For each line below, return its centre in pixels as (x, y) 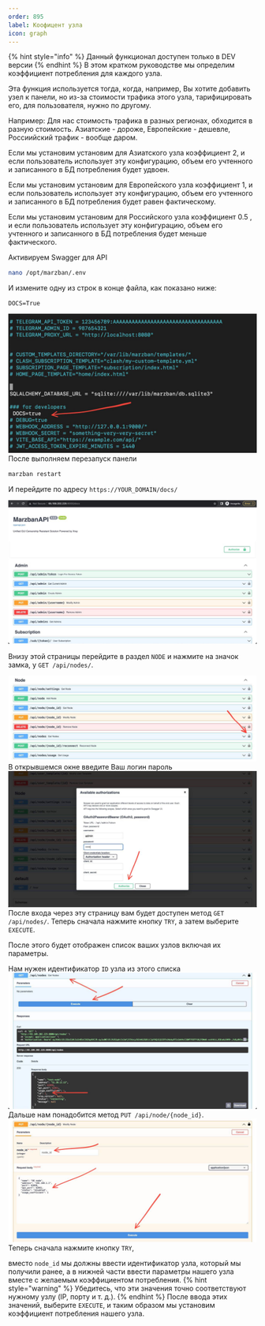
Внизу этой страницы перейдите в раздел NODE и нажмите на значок (123, 656)
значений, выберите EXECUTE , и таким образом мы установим (112, 1305)
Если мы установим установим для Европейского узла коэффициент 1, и (131, 185)
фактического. (33, 242)
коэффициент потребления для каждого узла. (86, 73)
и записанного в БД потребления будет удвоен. (89, 170)
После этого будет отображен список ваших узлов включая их (114, 945)
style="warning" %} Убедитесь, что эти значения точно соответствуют (127, 1288)
